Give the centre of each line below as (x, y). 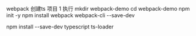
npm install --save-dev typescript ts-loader (60, 27)
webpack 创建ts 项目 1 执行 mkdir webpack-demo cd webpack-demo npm (98, 9)
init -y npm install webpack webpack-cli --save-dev (71, 15)
